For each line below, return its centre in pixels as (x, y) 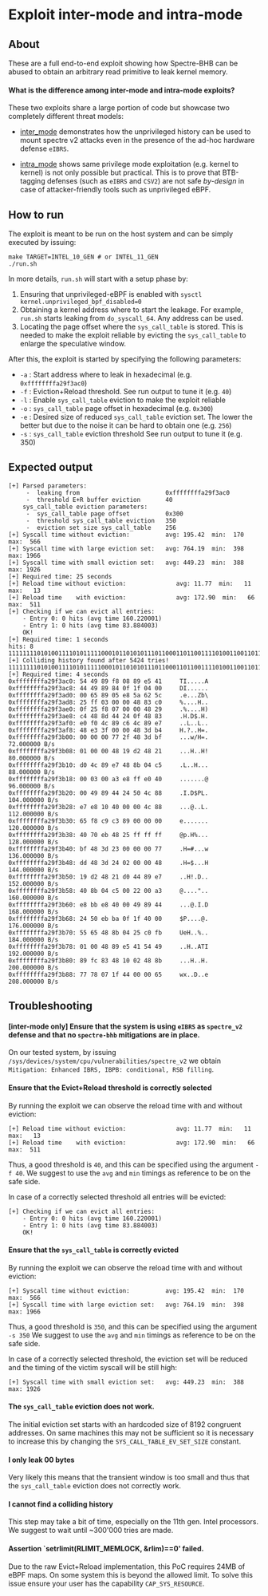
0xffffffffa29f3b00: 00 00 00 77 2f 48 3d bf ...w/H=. (108, 737)
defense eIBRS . (44, 148)
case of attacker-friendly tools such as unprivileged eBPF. (115, 190)
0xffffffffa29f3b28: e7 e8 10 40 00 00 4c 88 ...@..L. (108, 807)
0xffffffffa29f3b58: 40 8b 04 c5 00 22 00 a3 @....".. (108, 891)
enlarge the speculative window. (73, 344)
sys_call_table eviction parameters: (85, 507)
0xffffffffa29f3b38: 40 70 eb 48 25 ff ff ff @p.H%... (108, 835)
